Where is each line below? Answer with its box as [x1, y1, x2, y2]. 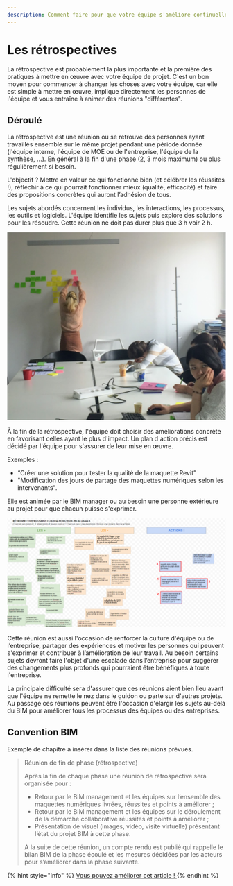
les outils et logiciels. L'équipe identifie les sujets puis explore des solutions [7, 212, 223, 220]
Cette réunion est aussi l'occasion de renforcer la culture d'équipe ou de [7, 633, 214, 642]
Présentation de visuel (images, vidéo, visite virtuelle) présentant [34, 822, 220, 830]
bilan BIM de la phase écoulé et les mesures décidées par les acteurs [24, 850, 223, 858]
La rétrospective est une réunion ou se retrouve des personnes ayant [7, 133, 205, 142]
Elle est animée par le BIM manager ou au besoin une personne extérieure [7, 497, 219, 505]
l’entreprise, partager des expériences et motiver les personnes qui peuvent [7, 641, 224, 649]
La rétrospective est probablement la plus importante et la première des [7, 65, 212, 73]
